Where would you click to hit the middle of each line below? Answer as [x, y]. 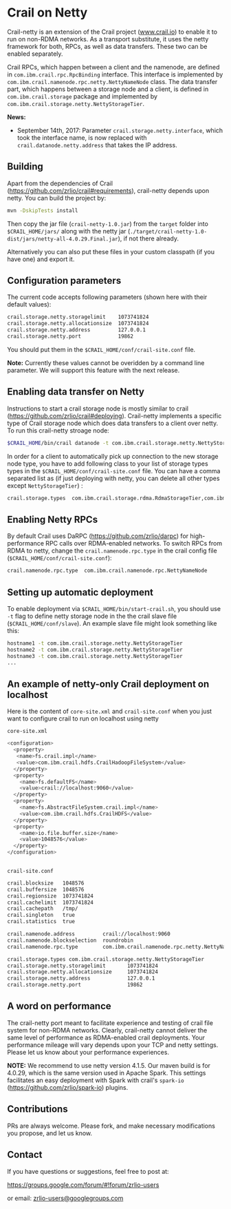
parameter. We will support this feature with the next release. [93, 370]
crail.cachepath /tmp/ [43, 909]
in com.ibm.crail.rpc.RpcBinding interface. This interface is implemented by [115, 74]
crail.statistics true [41, 922]
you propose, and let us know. [50, 1133]
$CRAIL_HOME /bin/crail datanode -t [58, 443]
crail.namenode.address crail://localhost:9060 [89, 934]
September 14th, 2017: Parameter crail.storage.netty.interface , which [120, 130]
